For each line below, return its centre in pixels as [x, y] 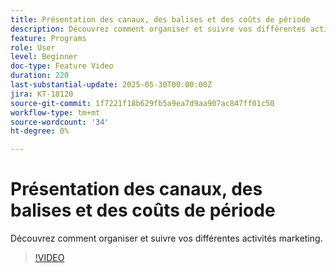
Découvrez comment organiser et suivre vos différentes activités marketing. [166, 238]
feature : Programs [48, 38]
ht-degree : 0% [40, 131]
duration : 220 [40, 76]
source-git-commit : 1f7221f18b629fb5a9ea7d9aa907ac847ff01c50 [142, 103]
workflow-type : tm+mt [55, 112]
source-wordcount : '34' [60, 122]
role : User [33, 47]
